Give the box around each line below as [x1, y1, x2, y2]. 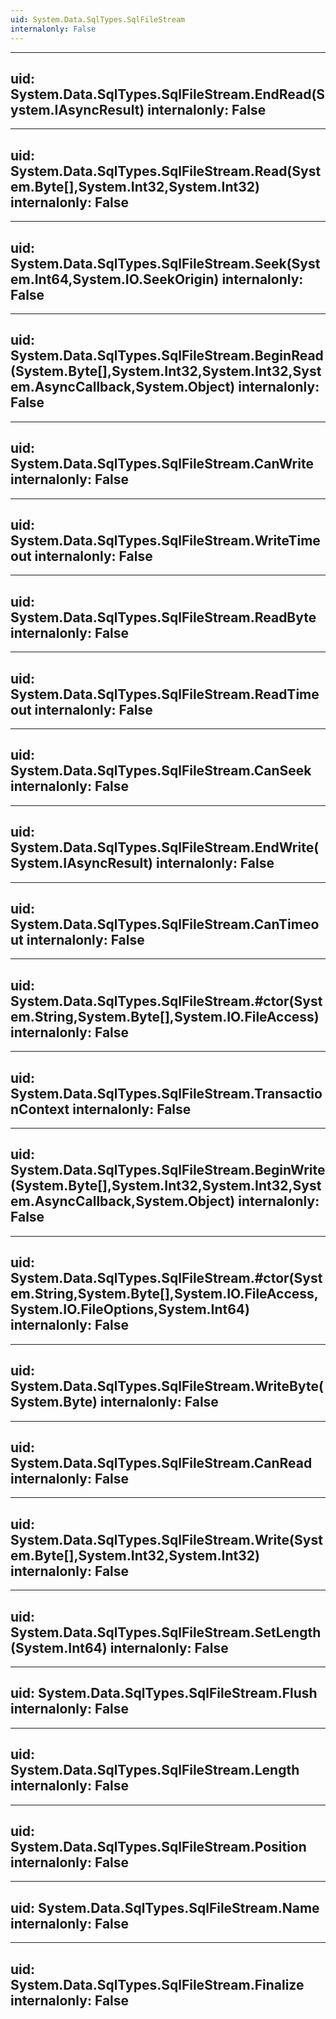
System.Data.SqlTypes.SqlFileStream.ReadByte [10, 609, 317, 626]
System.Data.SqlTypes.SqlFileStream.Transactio [10, 1085, 323, 1102]
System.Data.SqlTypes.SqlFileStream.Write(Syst [10, 1531, 323, 1548]
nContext [10, 1101, 70, 1118]
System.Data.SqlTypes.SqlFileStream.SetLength [10, 1624, 322, 1641]
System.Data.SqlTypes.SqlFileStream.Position [10, 1838, 307, 1855]
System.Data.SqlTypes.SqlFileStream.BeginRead [10, 347, 324, 365]
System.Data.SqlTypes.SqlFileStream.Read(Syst [10, 162, 322, 180]
